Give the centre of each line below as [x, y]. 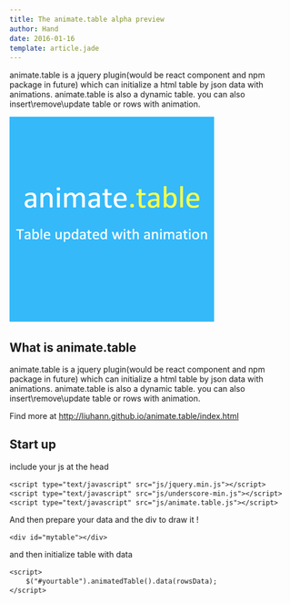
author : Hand [34, 29]
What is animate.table [73, 348]
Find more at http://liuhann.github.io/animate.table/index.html [124, 416]
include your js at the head [59, 466]
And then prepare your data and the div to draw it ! [104, 519]
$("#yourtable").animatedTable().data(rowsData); [122, 581]
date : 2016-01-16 [42, 38]
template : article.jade [55, 48]
